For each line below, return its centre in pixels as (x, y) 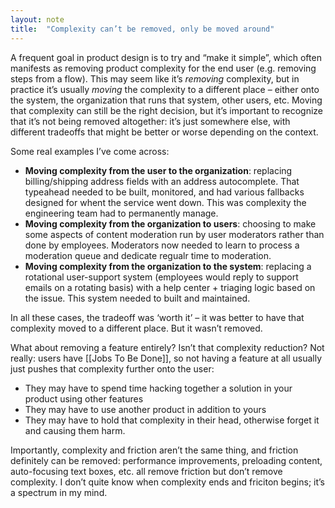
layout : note (37, 19)
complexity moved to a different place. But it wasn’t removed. (136, 328)
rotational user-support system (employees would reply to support (161, 277)
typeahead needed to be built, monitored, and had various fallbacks (164, 192)
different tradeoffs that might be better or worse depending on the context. (164, 132)
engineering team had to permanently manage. (121, 213)
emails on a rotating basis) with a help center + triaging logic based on (170, 287)
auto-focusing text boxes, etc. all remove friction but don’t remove (146, 471)
